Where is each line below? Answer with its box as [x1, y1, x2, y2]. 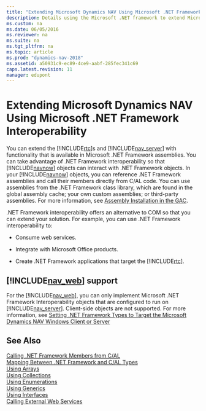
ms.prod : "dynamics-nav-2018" [6, 55, 84, 61]
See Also [6, 335, 41, 346]
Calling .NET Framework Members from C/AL [6, 351, 121, 359]
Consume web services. [15, 234, 77, 241]
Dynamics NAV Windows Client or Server [6, 318, 110, 325]
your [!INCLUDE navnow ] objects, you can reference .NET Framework [6, 171, 181, 178]
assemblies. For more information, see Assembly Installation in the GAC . [6, 197, 188, 205]
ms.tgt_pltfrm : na [6, 44, 53, 50]
